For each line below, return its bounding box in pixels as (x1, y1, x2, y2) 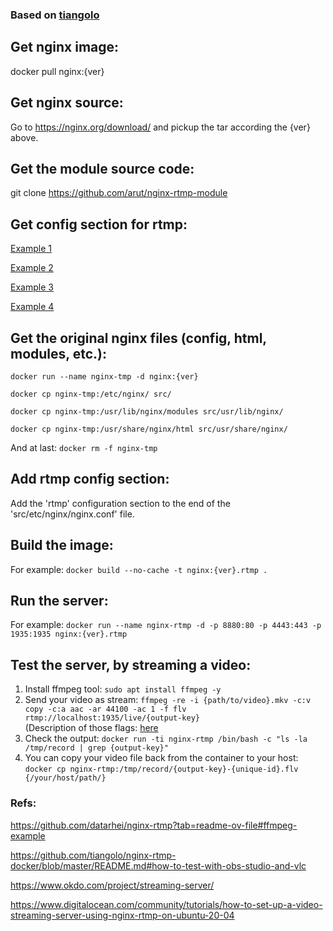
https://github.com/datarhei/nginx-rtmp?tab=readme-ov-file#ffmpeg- (10, 819, 298, 831)
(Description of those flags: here (24, 722, 159, 734)
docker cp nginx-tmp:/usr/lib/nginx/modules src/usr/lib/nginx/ (10, 406, 284, 417)
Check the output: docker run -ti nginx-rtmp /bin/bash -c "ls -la (24, 733, 308, 745)
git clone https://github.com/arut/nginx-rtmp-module (10, 187, 228, 199)
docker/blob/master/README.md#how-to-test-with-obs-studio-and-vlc (10, 859, 307, 872)
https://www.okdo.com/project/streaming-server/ (10, 879, 215, 891)
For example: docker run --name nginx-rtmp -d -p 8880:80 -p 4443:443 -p (10, 619, 322, 631)
